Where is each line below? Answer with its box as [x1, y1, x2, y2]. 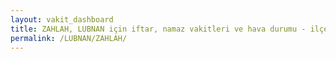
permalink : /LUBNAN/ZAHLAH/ [10, 33, 128, 43]
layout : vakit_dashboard [10, 14, 114, 25]
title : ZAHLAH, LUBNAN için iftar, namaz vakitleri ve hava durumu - [10, 24, 307, 34]
